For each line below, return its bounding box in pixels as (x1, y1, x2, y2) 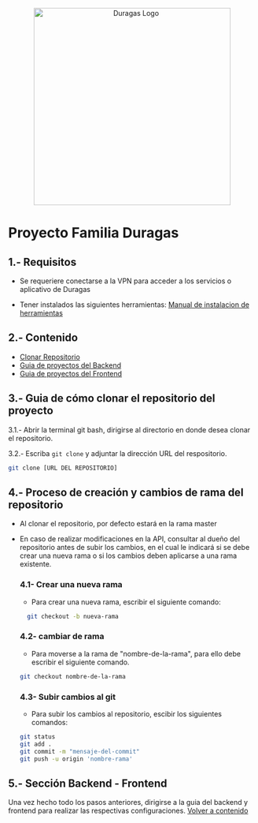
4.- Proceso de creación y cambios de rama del (8, 485, 244, 499)
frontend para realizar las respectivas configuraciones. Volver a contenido (8, 806, 249, 816)
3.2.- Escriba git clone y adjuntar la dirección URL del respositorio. (8, 448, 227, 458)
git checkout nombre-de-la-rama (19, 672, 126, 680)
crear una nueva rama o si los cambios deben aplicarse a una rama (19, 551, 238, 560)
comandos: (31, 717, 68, 727)
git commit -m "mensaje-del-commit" (19, 747, 140, 755)
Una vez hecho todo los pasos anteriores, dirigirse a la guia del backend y (8, 798, 249, 807)
